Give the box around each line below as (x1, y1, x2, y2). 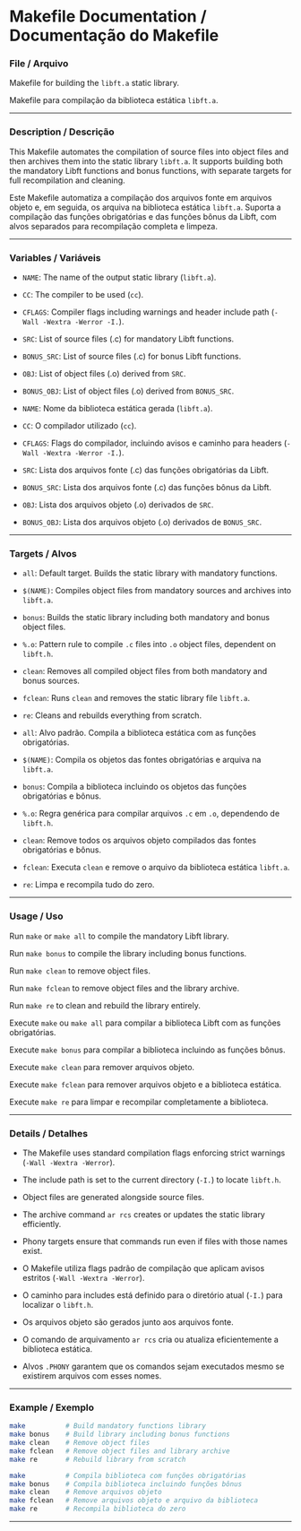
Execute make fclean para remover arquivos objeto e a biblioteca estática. (9, 1078, 282, 1090)
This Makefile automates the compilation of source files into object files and (9, 146, 289, 157)
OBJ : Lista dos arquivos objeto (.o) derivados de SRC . (21, 499, 214, 510)
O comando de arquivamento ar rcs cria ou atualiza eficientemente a (21, 1334, 279, 1345)
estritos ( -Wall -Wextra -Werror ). (21, 1272, 145, 1283)
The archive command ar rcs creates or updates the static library (21, 1208, 266, 1220)
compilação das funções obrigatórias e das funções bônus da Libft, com (9, 211, 278, 221)
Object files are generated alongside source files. (21, 1191, 204, 1202)
